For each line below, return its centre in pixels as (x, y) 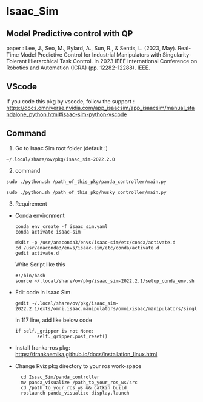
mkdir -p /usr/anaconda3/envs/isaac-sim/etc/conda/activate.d (95, 242)
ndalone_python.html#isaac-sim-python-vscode (67, 114)
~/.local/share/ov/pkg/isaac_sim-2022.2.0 (61, 159)
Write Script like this (40, 264)
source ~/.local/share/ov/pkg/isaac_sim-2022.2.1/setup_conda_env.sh (105, 281)
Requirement (31, 203)
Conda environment (40, 215)
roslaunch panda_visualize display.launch (75, 393)
